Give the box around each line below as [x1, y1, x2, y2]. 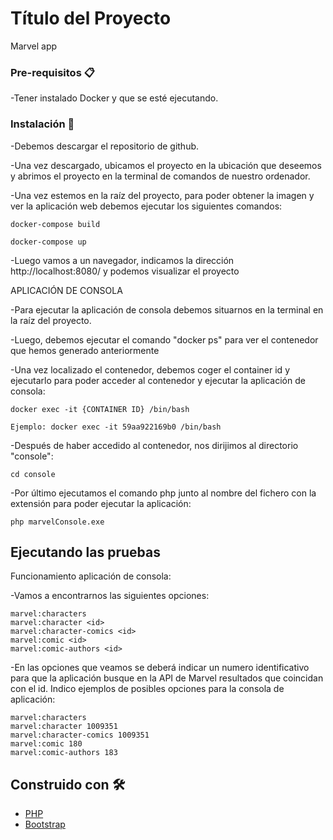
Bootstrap [24, 818, 66, 831]
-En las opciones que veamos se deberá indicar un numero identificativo [10, 662, 310, 674]
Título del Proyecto [10, 7, 172, 30]
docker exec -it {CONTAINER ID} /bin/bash [10, 404, 190, 414]
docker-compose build [10, 219, 101, 229]
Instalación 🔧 [10, 117, 75, 131]
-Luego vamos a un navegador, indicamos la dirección [10, 254, 235, 266]
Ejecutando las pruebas [10, 543, 161, 561]
